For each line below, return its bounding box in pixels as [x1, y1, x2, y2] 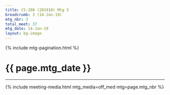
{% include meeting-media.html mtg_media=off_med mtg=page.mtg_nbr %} [5, 84, 164, 90]
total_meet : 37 [5, 21, 37, 27]
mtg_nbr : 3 [5, 17, 28, 22]
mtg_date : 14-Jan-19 [5, 26, 49, 31]
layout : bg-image [5, 31, 42, 36]
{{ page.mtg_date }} [5, 63, 91, 74]
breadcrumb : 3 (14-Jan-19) [5, 12, 62, 17]
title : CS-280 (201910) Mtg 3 [5, 7, 69, 13]
